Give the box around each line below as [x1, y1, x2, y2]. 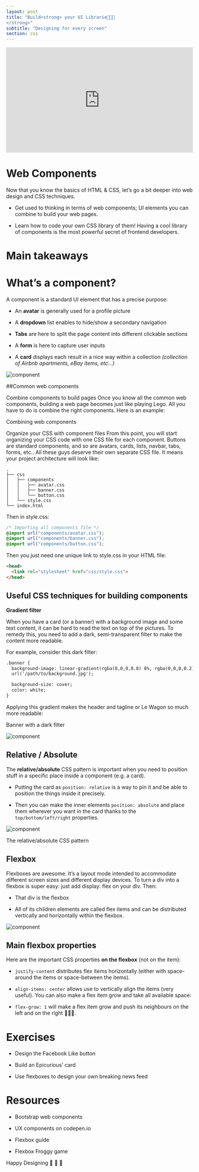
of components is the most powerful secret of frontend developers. [14, 228, 179, 235]
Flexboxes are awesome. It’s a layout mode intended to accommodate [6, 870, 176, 877]
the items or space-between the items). [33, 974, 130, 981]
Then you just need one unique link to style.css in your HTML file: [6, 552, 166, 559]
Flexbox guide [14, 1136, 50, 1144]
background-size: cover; [11, 682, 73, 688]
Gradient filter [6, 606, 41, 614]
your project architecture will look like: [6, 455, 99, 462]
